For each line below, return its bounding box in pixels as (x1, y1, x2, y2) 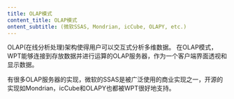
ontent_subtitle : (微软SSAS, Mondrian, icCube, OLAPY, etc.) (7, 23, 187, 30)
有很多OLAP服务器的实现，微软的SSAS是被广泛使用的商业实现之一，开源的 (7, 75, 224, 84)
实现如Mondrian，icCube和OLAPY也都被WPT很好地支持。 (7, 84, 175, 93)
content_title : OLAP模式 (7, 17, 78, 24)
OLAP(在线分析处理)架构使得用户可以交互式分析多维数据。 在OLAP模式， (7, 43, 218, 52)
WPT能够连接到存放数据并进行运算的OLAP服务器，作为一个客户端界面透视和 (7, 52, 227, 60)
